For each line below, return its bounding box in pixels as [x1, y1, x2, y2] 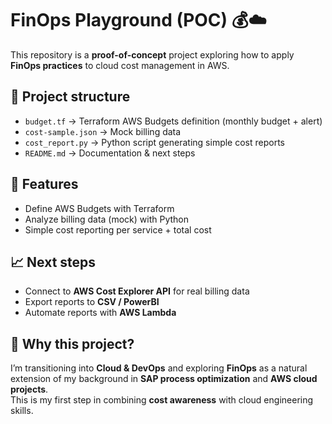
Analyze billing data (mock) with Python [24, 213, 190, 225]
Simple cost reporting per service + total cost [24, 223, 212, 236]
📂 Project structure [10, 88, 131, 106]
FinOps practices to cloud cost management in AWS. [10, 59, 230, 71]
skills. [10, 405, 34, 417]
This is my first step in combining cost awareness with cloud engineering [10, 394, 314, 406]
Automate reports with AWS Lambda [24, 307, 177, 319]
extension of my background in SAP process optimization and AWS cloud [10, 373, 318, 385]
